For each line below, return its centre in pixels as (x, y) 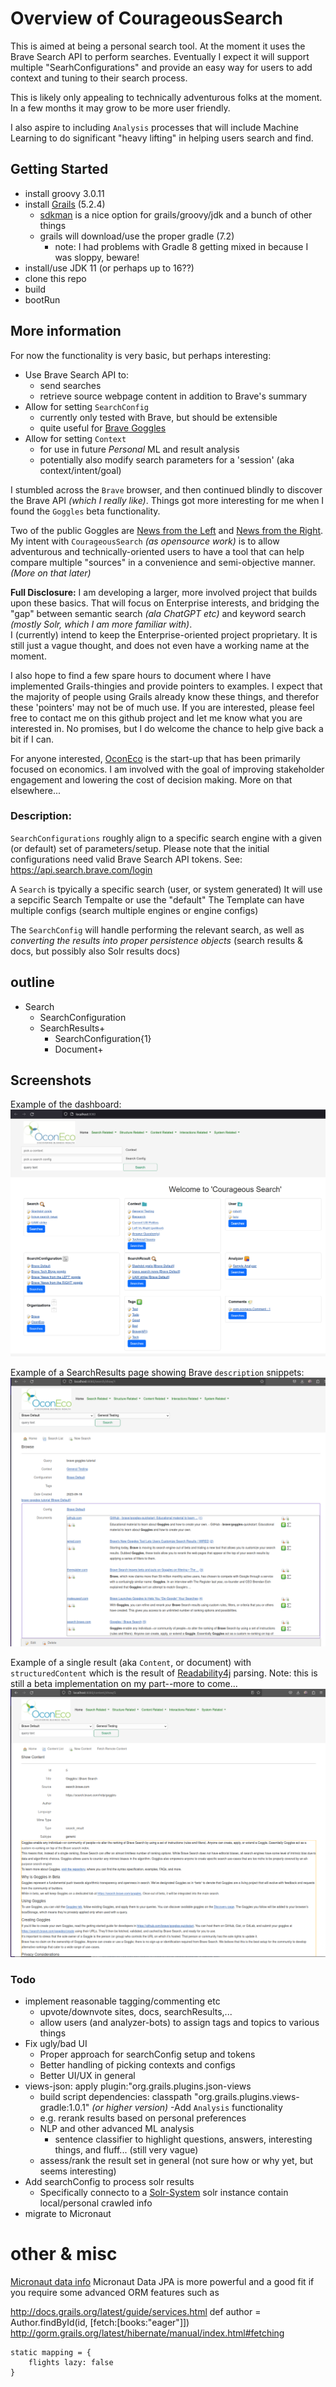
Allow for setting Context (75, 438)
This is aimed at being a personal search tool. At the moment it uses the (158, 46)
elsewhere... (36, 790)
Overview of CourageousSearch (146, 18)
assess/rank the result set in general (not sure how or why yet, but (176, 2160)
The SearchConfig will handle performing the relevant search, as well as (157, 929)
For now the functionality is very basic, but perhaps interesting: (141, 355)
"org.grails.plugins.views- (247, 2096)
